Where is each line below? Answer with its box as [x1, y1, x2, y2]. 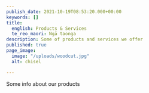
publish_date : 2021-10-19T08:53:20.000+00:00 [6, 8, 121, 15]
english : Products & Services [11, 25, 87, 32]
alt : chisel [11, 58, 42, 64]
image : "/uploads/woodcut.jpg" [11, 53, 90, 59]
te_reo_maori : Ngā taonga [11, 31, 77, 37]
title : [6, 20, 23, 26]
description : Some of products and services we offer [6, 36, 144, 42]
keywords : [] [6, 14, 39, 20]
